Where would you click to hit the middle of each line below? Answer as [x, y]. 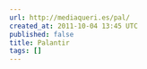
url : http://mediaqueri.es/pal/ [69, 17]
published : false [42, 34]
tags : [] [26, 51]
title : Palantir [39, 43]
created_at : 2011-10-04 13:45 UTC [74, 26]
